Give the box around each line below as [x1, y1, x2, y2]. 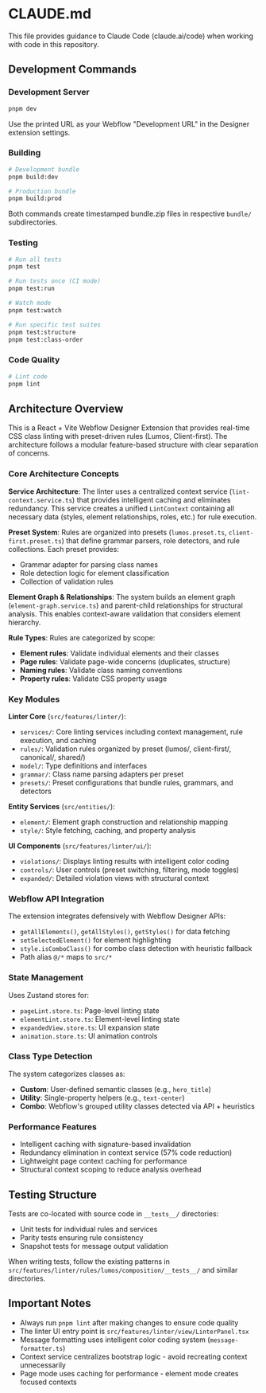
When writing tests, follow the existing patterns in [8, 1256, 171, 1266]
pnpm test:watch [8, 306, 62, 315]
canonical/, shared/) [19, 752, 86, 761]
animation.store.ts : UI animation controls [19, 1031, 158, 1040]
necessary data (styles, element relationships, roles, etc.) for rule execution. [8, 511, 257, 522]
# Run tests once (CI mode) [8, 277, 102, 285]
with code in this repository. [8, 39, 99, 49]
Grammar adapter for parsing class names [19, 559, 159, 569]
